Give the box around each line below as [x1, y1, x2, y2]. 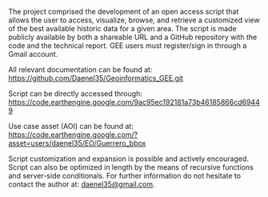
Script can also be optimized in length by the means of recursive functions [8, 163, 254, 171]
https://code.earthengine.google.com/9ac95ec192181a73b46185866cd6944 [8, 98, 260, 107]
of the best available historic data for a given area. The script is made [8, 24, 238, 33]
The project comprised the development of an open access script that [8, 7, 239, 16]
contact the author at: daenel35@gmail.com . [8, 179, 155, 189]
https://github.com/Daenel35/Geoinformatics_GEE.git [8, 74, 184, 82]
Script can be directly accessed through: [8, 89, 142, 98]
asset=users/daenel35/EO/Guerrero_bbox [8, 139, 146, 147]
